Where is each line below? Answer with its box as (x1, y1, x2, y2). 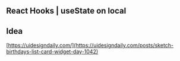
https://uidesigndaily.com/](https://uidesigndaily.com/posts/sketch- (8, 42, 174, 49)
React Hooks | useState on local (6, 6, 127, 16)
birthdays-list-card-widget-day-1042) (6, 48, 99, 55)
